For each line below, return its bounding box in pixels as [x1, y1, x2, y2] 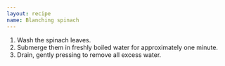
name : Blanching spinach [6, 17, 79, 24]
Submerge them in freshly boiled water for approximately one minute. [16, 43, 219, 51]
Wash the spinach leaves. [16, 35, 91, 44]
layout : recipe [6, 10, 51, 17]
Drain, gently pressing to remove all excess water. [16, 50, 162, 59]
